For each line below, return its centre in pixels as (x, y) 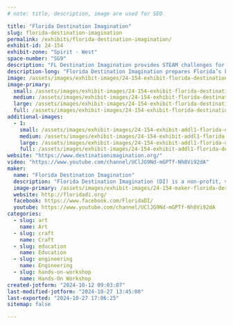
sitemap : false (29, 304)
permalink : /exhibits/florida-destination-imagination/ (89, 39)
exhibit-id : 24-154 (35, 46)
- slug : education (40, 246)
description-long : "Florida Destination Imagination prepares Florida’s (114, 71)
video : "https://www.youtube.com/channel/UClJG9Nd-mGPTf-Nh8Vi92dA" (108, 162)
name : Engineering (46, 266)
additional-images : (35, 117)
